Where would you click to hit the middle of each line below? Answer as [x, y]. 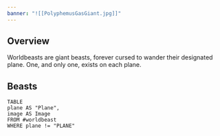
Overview [29, 41]
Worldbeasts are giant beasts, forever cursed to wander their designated [110, 57]
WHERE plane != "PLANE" [41, 126]
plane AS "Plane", [33, 108]
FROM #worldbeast [32, 120]
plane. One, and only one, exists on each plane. [75, 65]
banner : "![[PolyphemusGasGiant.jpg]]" [64, 13]
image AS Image [29, 114]
